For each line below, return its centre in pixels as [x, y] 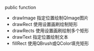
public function [20, 7]
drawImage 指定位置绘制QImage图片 [50, 18]
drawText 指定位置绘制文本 [40, 37]
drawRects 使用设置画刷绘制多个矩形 [50, 31]
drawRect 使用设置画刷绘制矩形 [45, 24]
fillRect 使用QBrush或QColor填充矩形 [51, 43]
